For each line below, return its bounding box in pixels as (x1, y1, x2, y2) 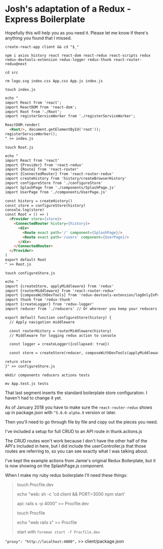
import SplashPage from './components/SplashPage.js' (5, 185, 116, 190)
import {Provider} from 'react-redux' (5, 162, 83, 168)
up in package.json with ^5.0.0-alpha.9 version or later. (5, 409, 116, 415)
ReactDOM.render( (5, 123, 40, 128)
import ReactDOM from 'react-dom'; (5, 105, 77, 110)
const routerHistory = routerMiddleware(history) (9, 328, 112, 333)
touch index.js (5, 87, 36, 92)
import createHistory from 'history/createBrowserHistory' (5, 176, 127, 181)
